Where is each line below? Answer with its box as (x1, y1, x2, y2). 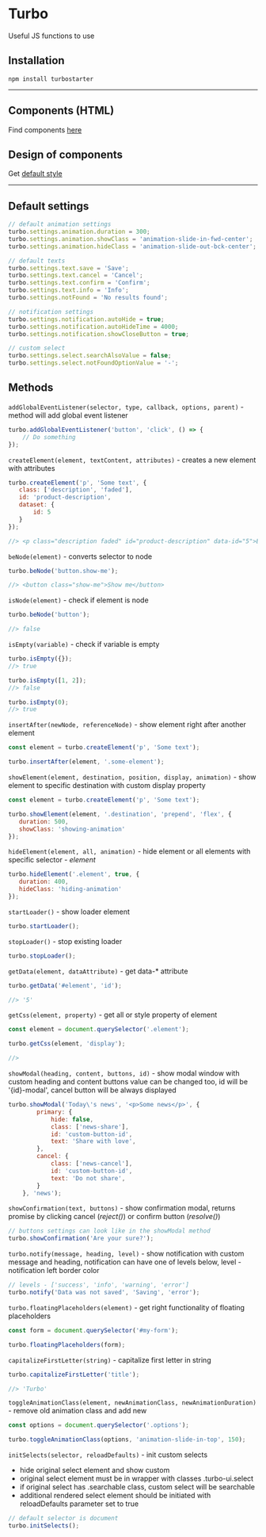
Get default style (8, 169, 63, 178)
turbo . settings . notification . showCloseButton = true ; (8, 330, 190, 338)
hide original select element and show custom (19, 1466, 170, 1475)
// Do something (22, 433, 77, 441)
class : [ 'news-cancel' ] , (50, 1160, 133, 1168)
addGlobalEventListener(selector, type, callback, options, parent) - (8, 402, 244, 411)
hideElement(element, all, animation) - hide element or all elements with (8, 847, 251, 856)
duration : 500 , (18, 817, 69, 825)
